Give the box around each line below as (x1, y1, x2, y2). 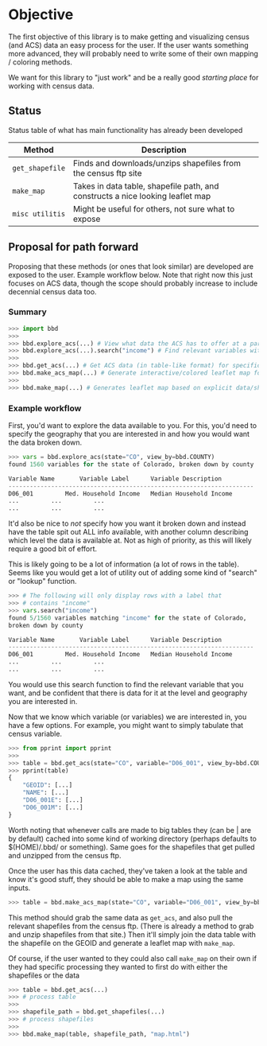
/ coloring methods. (8, 57, 73, 67)
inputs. (8, 883, 31, 892)
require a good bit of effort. (8, 544, 98, 554)
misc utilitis (12, 209, 66, 218)
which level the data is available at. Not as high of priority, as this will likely (8, 535, 252, 546)
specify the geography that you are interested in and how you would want (8, 430, 250, 439)
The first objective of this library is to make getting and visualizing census (8, 32, 250, 41)
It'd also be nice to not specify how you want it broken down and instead (8, 519, 246, 528)
